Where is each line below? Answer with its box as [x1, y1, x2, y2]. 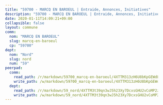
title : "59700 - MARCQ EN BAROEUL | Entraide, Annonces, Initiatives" [5, 7, 151, 12]
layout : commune [5, 25, 38, 30]
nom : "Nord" [9, 52, 34, 57]
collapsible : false [5, 20, 45, 26]
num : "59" [9, 61, 29, 66]
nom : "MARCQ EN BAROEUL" [9, 34, 60, 39]
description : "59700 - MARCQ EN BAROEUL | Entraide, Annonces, [5, 12, 136, 16]
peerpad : [5, 66, 23, 71]
